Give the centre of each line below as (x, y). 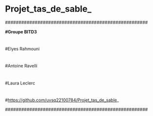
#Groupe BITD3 (21, 32)
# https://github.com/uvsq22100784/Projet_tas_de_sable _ (62, 100)
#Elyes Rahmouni (22, 49)
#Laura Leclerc (20, 83)
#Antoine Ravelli (21, 66)
